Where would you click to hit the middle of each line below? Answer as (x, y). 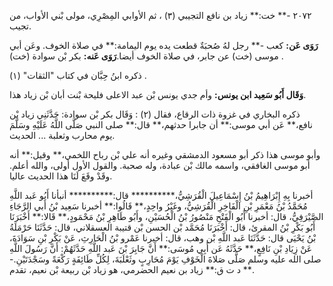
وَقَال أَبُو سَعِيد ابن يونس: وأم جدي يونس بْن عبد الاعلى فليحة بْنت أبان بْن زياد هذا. (158, 94)
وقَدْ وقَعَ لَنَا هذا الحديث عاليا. (61, 176)
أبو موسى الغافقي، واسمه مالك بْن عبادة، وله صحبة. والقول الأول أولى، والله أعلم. (160, 165)
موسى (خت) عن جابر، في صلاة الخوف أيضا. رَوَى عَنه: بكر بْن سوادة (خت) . (146, 56)
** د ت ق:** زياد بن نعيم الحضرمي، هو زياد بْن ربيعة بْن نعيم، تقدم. (132, 269)
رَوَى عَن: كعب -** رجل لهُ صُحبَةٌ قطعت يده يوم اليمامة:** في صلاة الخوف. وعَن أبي (164, 45)
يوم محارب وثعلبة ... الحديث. (62, 135)
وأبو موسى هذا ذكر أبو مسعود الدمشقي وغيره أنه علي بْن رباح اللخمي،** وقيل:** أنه (165, 154)
